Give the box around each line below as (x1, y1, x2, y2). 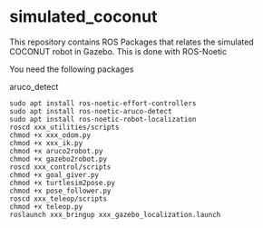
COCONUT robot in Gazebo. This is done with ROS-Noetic (9, 45, 228, 56)
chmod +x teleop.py (9, 202, 83, 211)
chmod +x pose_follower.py (9, 186, 112, 195)
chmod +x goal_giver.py (9, 170, 100, 179)
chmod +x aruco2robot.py (9, 146, 103, 155)
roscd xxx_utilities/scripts (9, 123, 120, 132)
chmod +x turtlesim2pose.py (9, 178, 116, 187)
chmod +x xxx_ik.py (9, 138, 83, 147)
